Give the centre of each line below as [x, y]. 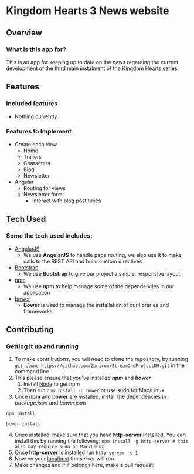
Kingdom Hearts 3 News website [88, 11]
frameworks [38, 311]
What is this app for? [36, 49]
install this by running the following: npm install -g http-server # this [101, 441]
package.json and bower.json [50, 403]
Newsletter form [43, 194]
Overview [24, 33]
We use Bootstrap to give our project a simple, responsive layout [102, 273]
